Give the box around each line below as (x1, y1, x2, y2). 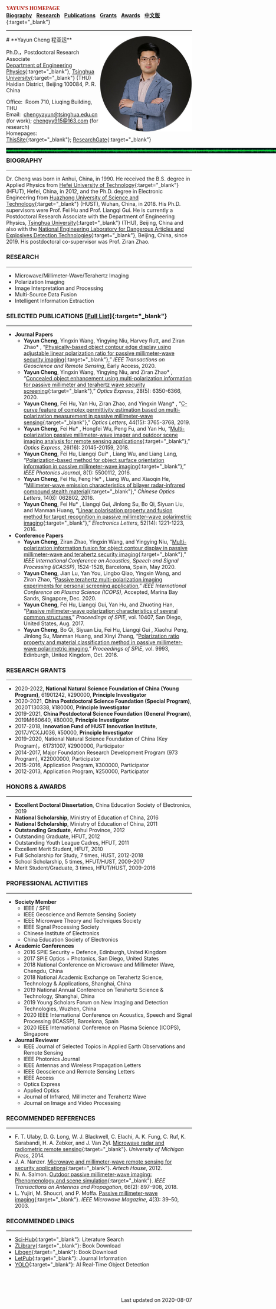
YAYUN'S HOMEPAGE (6, 5, 60, 11)
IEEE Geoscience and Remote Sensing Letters (23, 1068, 135, 1075)
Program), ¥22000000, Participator (14, 755, 100, 762)
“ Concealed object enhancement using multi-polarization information (23, 374, 192, 382)
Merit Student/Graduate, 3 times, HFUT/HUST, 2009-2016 (14, 864, 156, 871)
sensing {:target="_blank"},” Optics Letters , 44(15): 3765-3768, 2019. (23, 419, 190, 426)
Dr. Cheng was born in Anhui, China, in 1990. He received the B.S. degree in (6, 175, 190, 182)
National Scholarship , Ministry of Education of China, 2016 (14, 814, 159, 821)
